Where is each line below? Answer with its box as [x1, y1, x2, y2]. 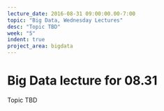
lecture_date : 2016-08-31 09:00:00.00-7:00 [7, 10, 136, 17]
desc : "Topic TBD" [7, 23, 61, 30]
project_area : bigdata [7, 43, 73, 50]
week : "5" [7, 29, 36, 37]
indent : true [7, 36, 45, 43]
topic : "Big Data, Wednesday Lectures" [7, 17, 124, 24]
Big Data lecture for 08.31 [7, 73, 158, 89]
